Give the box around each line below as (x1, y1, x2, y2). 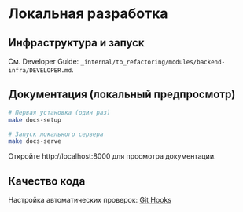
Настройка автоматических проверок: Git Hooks (8, 196, 171, 205)
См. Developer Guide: (8, 57, 79, 66)
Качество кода (8, 174, 86, 188)
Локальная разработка (8, 5, 168, 23)
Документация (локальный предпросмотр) (8, 88, 236, 101)
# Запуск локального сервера (8, 130, 104, 138)
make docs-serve (8, 137, 61, 145)
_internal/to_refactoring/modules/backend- (80, 58, 226, 66)
